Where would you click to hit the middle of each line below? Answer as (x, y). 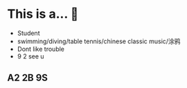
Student (28, 33)
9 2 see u (30, 56)
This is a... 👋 (43, 14)
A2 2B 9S (28, 78)
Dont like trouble (41, 49)
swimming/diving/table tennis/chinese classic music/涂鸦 (99, 41)
